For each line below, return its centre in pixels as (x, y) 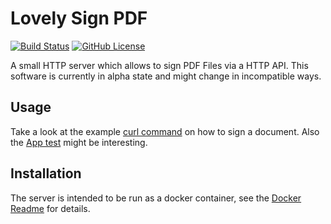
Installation (46, 173)
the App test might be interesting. (79, 142)
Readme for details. (50, 208)
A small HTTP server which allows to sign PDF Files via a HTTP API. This (159, 65)
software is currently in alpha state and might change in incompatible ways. (166, 76)
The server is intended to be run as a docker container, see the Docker (156, 198)
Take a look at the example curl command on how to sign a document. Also (165, 131)
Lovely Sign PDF (79, 18)
